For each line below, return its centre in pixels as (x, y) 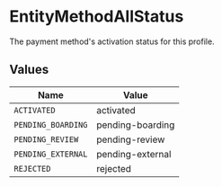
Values (29, 70)
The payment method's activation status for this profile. (112, 41)
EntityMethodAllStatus (97, 17)
